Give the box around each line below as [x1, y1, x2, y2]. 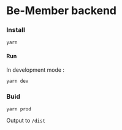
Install [6, 26, 26, 34]
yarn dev [6, 78, 29, 84]
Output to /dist [6, 117, 46, 124]
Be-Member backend [6, 4, 117, 18]
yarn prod [6, 105, 32, 112]
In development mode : [6, 66, 65, 74]
